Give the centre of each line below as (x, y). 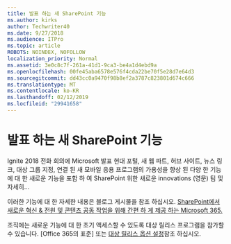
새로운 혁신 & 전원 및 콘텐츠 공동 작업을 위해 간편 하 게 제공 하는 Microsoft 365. (115, 210)
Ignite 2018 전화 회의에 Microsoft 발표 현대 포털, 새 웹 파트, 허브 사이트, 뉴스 (111, 161)
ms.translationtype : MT (42, 85)
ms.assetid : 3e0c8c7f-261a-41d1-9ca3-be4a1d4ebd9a (82, 65)
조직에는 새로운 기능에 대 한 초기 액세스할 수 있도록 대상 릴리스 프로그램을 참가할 (116, 225)
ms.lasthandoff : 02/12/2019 (48, 98)
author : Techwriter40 (39, 26)
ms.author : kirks (32, 20)
